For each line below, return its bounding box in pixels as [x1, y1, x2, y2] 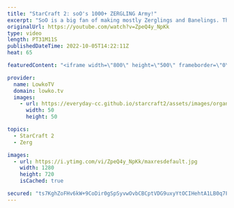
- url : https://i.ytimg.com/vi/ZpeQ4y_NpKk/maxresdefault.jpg [13, 158, 198, 165]
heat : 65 [7, 50, 33, 57]
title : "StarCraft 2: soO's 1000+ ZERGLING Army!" [7, 10, 157, 17]
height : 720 [19, 171, 54, 178]
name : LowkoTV [13, 81, 54, 88]
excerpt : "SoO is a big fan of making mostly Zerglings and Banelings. [7, 17, 219, 24]
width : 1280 [19, 165, 54, 172]
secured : [7, 190, 33, 197]
